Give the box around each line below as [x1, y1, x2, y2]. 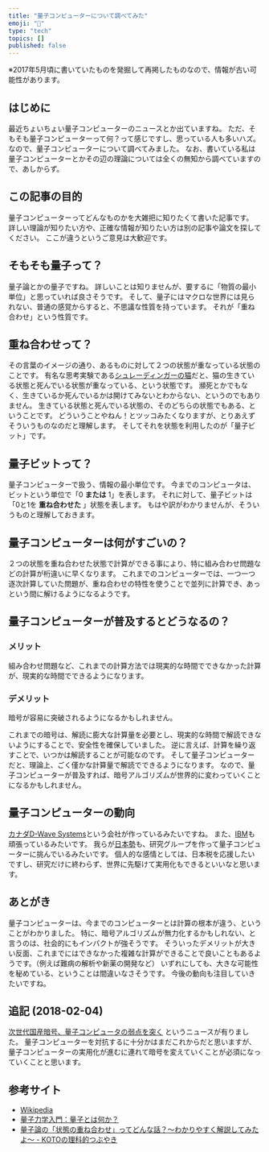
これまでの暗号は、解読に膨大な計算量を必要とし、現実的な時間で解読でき [8, 730, 255, 740]
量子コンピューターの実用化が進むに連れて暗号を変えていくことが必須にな [8, 1047, 255, 1057]
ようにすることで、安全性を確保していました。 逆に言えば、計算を [14, 740, 235, 749]
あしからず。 [22, 164, 64, 173]
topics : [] [8, 34, 45, 43]
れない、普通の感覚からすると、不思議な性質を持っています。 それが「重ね [8, 301, 255, 311]
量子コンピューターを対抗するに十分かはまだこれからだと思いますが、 [23, 1037, 257, 1047]
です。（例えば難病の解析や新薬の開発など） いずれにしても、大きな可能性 [14, 958, 259, 968]
